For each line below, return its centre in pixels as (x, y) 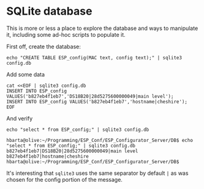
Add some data (25, 74)
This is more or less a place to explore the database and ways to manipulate (102, 28)
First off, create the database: (44, 46)
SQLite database (49, 11)
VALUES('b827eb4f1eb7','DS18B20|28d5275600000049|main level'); (90, 96)
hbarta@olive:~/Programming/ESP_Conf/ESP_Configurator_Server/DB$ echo (100, 140)
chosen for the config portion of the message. (64, 179)
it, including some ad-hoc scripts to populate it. (66, 34)
